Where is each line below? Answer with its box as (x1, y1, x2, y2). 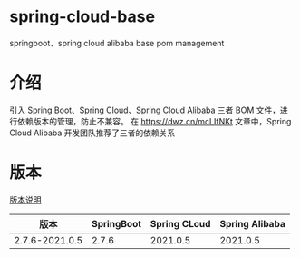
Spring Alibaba (219, 217, 285, 230)
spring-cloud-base (9, 6, 156, 27)
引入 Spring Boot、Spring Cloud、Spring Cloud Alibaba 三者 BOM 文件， (9, 104, 281, 115)
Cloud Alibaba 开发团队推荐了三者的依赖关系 (9, 127, 176, 138)
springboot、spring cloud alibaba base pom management (9, 37, 225, 48)
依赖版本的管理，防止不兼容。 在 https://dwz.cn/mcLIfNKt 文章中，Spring (16, 115, 292, 126)
